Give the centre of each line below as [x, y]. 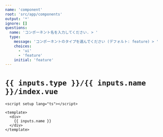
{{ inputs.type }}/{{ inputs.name [76, 83]
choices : [23, 46]
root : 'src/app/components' [34, 14]
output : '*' [17, 19]
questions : [16, 28]
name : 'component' [24, 10]
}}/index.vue [31, 92]
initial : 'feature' [34, 60]
